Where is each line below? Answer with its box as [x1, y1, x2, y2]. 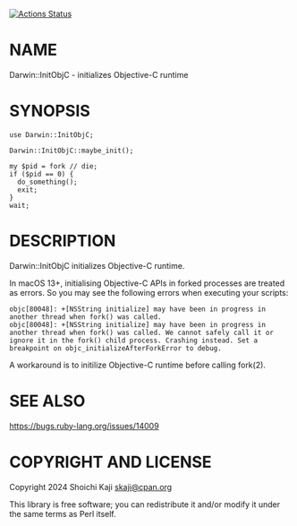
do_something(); [17, 177, 78, 186]
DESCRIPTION [9, 231, 116, 251]
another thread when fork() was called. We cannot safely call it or [9, 328, 275, 337]
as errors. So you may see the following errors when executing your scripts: [9, 287, 289, 297]
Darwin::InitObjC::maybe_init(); [9, 146, 134, 155]
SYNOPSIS [9, 101, 91, 121]
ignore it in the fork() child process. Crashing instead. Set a [9, 336, 258, 345]
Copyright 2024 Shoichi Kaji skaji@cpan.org [9, 481, 173, 492]
